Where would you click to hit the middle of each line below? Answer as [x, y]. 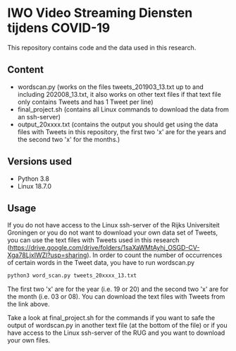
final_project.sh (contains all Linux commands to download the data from [123, 109]
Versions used [40, 161]
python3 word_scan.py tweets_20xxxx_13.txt [72, 276]
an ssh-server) [39, 117]
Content [26, 70]
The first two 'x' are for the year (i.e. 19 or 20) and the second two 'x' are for [118, 289]
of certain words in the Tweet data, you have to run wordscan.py [101, 263]
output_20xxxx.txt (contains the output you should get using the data [118, 124]
